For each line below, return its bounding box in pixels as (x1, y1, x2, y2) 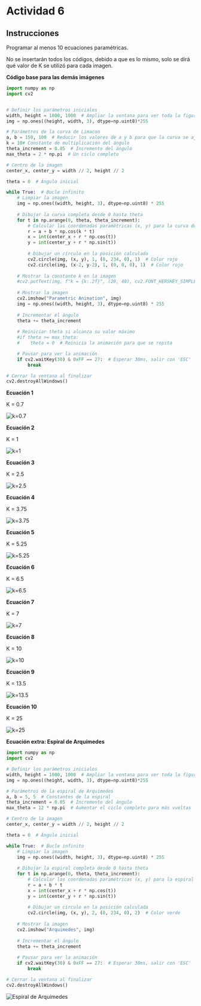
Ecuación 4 (6, 494, 35, 501)
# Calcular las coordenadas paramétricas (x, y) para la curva (28, 223, 188, 229)
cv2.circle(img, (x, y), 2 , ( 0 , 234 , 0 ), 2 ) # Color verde (28, 910, 181, 916)
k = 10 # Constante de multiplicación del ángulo (6, 140, 130, 146)
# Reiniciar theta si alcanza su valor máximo (17, 329, 135, 335)
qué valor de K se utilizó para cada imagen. (6, 62, 113, 69)
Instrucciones (6, 28, 59, 38)
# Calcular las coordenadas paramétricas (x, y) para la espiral (28, 876, 194, 882)
